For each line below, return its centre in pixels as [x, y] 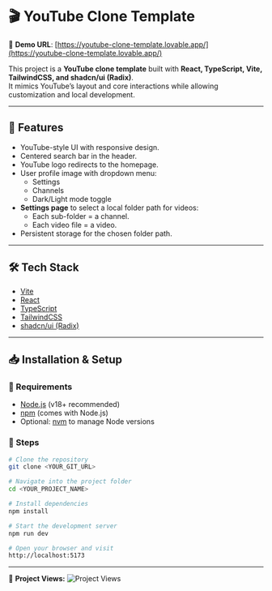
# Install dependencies [49, 504]
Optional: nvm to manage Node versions [87, 422]
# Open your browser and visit [61, 548]
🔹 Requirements [40, 387]
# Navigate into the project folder [70, 482]
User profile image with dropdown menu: [88, 173]
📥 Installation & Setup [66, 360]
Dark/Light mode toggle [72, 199]
